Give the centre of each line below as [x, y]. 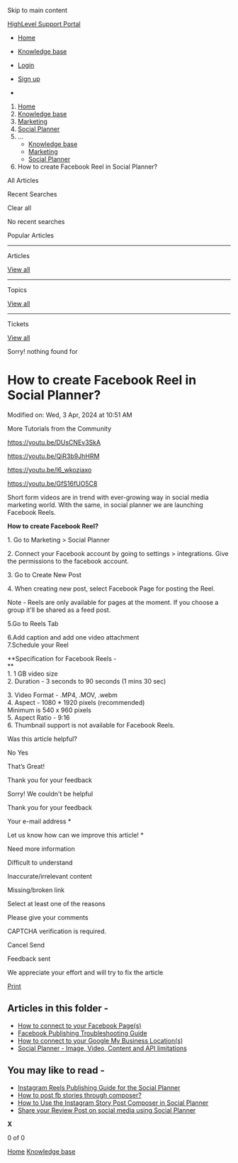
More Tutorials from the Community [59, 428]
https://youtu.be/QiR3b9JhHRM [53, 456]
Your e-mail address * [39, 821]
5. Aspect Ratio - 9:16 [39, 717]
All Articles [23, 180]
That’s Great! [26, 766]
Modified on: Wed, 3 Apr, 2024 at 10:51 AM [70, 415]
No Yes [18, 752]
